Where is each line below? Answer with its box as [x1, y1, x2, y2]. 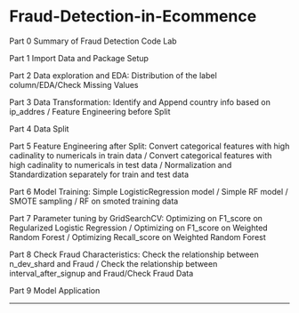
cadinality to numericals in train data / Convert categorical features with [9, 149, 272, 161]
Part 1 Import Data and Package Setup [9, 52, 149, 63]
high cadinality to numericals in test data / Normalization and [9, 159, 232, 170]
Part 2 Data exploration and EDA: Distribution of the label [9, 69, 218, 81]
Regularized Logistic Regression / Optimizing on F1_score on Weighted [9, 222, 269, 233]
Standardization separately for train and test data [9, 169, 190, 180]
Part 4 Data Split [9, 123, 69, 134]
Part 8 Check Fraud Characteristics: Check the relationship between [9, 249, 260, 260]
